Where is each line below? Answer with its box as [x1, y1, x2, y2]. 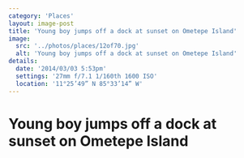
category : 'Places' [8, 11, 75, 20]
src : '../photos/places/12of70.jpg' [15, 42, 139, 50]
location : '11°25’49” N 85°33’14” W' [15, 79, 143, 88]
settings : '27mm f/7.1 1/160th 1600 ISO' [15, 72, 158, 80]
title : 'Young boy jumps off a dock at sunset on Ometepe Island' [8, 27, 238, 35]
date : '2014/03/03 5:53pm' [15, 65, 107, 73]
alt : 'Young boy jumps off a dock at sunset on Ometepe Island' [15, 49, 238, 58]
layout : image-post [8, 19, 75, 28]
